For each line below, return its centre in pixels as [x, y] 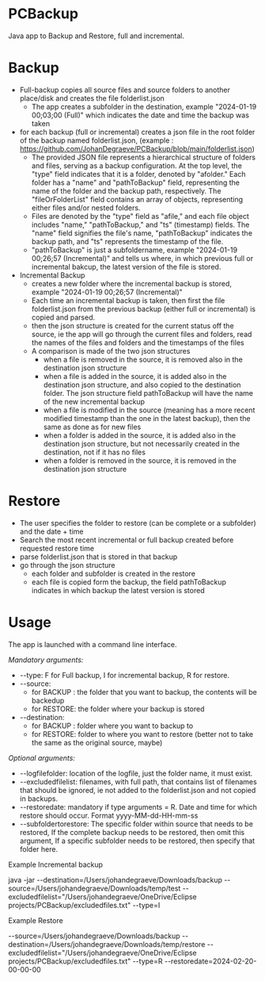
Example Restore [36, 920]
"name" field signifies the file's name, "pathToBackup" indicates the [142, 233]
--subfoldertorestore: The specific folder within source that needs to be [136, 824]
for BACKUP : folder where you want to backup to [112, 726]
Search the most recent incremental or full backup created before [127, 539]
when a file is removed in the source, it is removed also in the [143, 359]
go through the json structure [68, 565]
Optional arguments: [42, 757]
